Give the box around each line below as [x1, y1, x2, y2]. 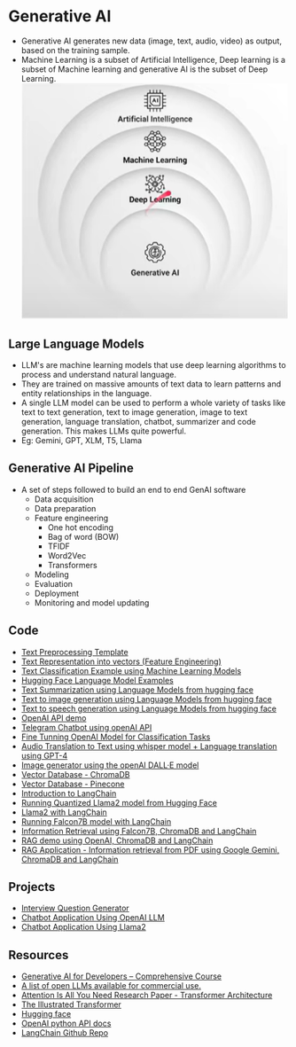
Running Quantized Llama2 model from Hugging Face [20, 797, 218, 808]
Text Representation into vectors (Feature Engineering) [20, 656, 222, 667]
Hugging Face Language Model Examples [20, 675, 174, 685]
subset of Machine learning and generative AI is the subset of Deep [20, 64, 269, 74]
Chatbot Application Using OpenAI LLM [20, 912, 165, 923]
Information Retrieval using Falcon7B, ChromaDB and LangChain [20, 825, 257, 836]
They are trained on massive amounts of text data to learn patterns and [20, 379, 281, 389]
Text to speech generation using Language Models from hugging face [20, 703, 277, 714]
